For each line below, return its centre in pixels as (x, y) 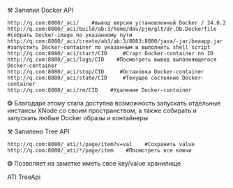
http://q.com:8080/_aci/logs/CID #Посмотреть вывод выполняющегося (112, 59)
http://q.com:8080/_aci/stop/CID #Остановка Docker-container (106, 72)
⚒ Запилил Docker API (40, 10)
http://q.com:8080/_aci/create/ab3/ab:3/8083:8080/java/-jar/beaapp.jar (115, 41)
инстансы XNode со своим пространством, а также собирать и (102, 110)
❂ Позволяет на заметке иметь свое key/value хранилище (94, 163)
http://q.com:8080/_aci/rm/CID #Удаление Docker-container (99, 90)
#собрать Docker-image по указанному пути (70, 35)
